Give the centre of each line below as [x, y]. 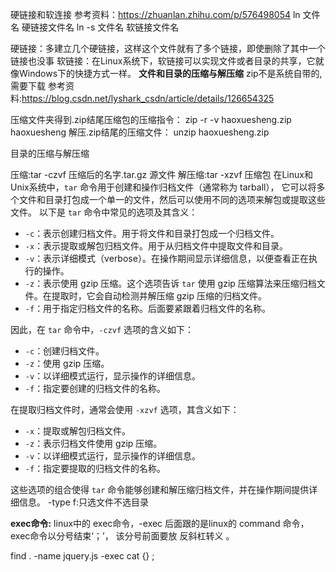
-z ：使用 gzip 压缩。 [67, 363]
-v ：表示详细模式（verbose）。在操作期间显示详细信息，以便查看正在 [166, 258]
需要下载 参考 [38, 86]
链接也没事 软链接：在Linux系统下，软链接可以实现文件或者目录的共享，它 [163, 61]
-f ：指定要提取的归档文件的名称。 [95, 468]
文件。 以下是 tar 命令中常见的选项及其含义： [104, 212]
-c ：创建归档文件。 [64, 351]
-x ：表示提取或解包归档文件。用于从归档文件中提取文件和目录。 [156, 246]
